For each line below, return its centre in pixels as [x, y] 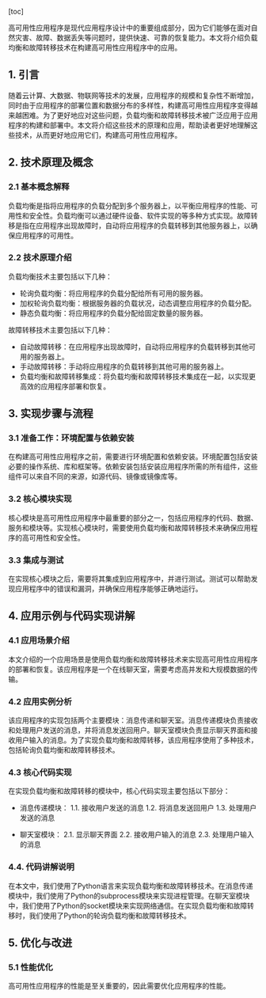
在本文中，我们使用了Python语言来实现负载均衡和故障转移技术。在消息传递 [131, 886]
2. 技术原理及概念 [51, 163]
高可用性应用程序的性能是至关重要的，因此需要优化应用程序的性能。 [119, 986]
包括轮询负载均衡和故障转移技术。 [64, 750]
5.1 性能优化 [31, 967]
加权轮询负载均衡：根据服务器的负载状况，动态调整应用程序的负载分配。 [137, 303]
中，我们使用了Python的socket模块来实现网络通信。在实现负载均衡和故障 [128, 905]
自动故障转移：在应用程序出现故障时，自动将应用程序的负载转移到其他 [134, 347]
